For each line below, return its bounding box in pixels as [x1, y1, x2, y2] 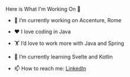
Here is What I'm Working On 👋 [5, 6, 81, 12]
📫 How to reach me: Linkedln [14, 65, 86, 72]
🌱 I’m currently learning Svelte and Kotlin [14, 53, 113, 60]
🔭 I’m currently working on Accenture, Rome [14, 17, 122, 23]
